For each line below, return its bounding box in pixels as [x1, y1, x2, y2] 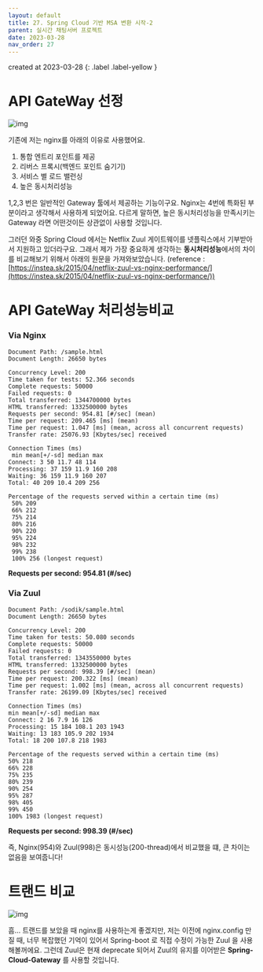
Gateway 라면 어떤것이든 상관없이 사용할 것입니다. [8, 218, 163, 227]
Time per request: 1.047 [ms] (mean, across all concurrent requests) [8, 423, 244, 431]
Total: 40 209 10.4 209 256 [8, 479, 100, 486]
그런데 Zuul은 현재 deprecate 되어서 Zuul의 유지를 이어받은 [43, 945, 226, 955]
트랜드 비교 [8, 883, 75, 901]
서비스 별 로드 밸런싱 [19, 172, 83, 181]
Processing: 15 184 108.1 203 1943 [8, 723, 125, 730]
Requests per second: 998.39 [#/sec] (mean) [8, 667, 156, 675]
